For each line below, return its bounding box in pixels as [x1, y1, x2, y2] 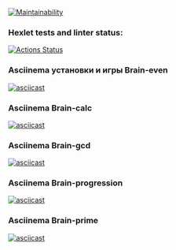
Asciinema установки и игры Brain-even [8, 65, 169, 76]
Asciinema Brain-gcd [8, 140, 91, 151]
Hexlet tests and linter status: [8, 27, 123, 38]
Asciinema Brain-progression [8, 177, 123, 188]
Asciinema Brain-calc [8, 103, 93, 114]
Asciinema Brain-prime [8, 215, 99, 226]
